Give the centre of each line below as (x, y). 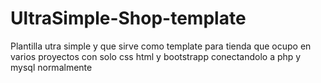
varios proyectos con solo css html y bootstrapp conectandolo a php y (156, 56)
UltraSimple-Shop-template (128, 18)
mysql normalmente (51, 67)
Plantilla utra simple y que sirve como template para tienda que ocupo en (161, 46)
